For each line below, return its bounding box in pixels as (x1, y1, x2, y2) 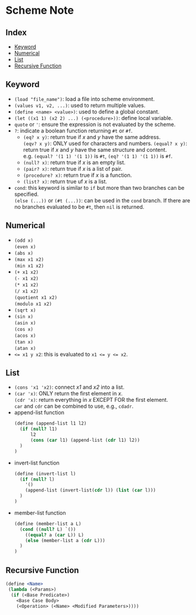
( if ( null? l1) (20, 426, 58, 432)
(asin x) (14, 320, 36, 326)
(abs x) (14, 250, 33, 256)
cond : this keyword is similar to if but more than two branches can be (14, 184, 185, 191)
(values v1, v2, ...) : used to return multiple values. (14, 102, 145, 109)
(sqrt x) (14, 307, 36, 313)
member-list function (14, 509, 66, 516)
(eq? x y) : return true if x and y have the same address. (23, 133, 161, 140)
